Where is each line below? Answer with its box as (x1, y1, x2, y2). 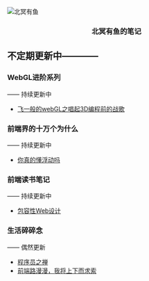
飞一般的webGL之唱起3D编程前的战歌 (17, 104, 125, 113)
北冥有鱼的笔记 (91, 26, 142, 36)
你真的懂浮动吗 (17, 155, 60, 163)
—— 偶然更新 (7, 243, 46, 251)
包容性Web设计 (17, 207, 61, 215)
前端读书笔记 (7, 175, 51, 184)
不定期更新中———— (7, 50, 98, 62)
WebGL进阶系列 (7, 73, 61, 83)
